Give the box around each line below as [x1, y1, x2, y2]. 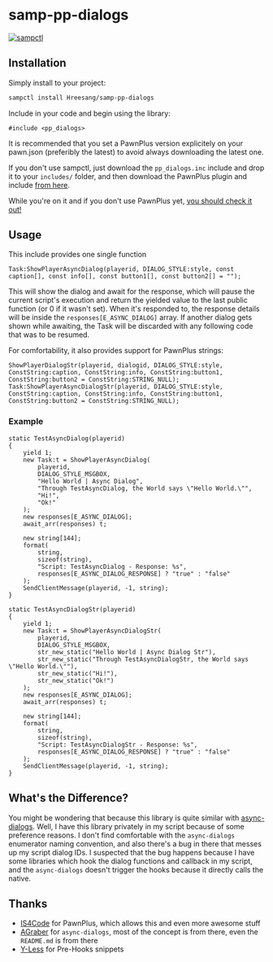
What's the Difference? [8, 791, 128, 805]
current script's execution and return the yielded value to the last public [8, 295, 248, 305]
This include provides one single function [8, 250, 147, 260]
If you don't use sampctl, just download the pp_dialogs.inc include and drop [8, 163, 265, 173]
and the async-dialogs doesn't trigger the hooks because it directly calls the [8, 864, 264, 874]
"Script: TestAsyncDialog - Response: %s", [37, 562, 187, 571]
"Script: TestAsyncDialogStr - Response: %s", [37, 741, 198, 749]
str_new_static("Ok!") [37, 676, 115, 684]
